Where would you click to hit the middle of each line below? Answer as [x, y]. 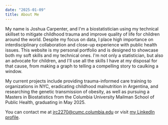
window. [14, 71]
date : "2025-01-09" [26, 10]
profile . [13, 117]
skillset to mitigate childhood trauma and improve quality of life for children [82, 34]
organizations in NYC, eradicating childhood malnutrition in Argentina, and [82, 86]
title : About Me [22, 14]
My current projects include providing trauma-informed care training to [78, 81]
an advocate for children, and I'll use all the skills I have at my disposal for [81, 60]
